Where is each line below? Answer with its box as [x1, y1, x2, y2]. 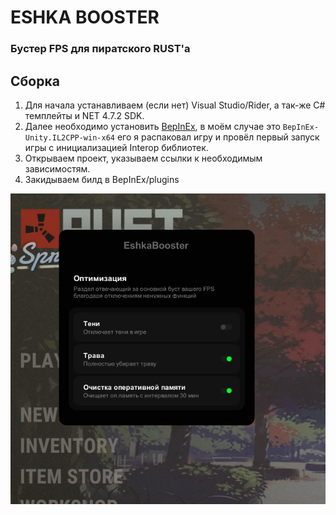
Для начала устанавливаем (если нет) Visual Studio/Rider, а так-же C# [24, 99, 326, 111]
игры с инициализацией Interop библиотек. [24, 141, 209, 153]
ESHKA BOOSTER [10, 6, 160, 29]
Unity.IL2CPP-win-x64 [24, 132, 115, 143]
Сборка [10, 72, 60, 90]
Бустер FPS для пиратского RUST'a [10, 42, 191, 56]
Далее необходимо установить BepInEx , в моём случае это [24, 120, 281, 132]
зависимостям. [24, 162, 91, 175]
